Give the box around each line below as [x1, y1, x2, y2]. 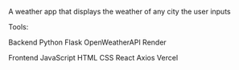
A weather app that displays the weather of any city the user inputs [8, 7, 231, 16]
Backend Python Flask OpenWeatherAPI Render [8, 37, 167, 47]
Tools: [8, 22, 29, 31]
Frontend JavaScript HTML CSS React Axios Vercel [8, 53, 179, 62]
